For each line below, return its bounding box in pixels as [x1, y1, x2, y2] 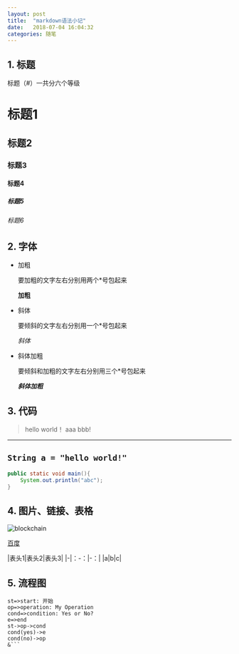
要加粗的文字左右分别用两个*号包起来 [17, 276, 127, 285]
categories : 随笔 [7, 30, 57, 38]
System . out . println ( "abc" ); [20, 476, 103, 484]
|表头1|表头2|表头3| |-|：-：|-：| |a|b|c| [7, 554, 122, 563]
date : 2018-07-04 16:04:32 [7, 24, 94, 31]
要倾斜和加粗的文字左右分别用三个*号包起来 [17, 367, 146, 375]
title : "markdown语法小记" [7, 17, 87, 24]
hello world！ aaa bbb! [24, 425, 91, 434]
